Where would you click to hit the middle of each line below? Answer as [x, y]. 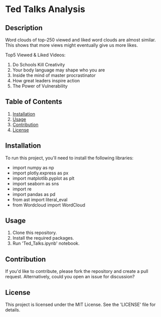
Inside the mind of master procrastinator [54, 75]
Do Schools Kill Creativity [39, 65]
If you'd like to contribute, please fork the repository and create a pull [77, 271]
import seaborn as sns [36, 183]
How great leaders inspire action [46, 81]
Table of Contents [34, 102]
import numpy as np [33, 167]
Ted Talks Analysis [45, 9]
